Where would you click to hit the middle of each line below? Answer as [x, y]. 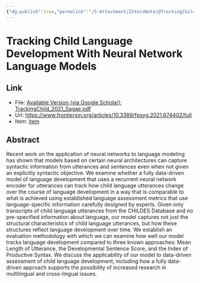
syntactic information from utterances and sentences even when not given [98, 167]
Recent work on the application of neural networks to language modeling [96, 154]
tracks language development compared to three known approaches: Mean [99, 242]
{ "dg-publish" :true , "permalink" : [48, 12]
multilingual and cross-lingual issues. [51, 274]
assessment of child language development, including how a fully [86, 261]
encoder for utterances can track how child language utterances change [95, 186]
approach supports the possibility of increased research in [95, 268]
